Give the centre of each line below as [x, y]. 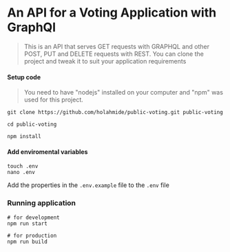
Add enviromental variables [48, 152]
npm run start [28, 223]
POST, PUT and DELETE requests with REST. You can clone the [114, 54]
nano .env [21, 173]
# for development [33, 217]
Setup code [24, 77]
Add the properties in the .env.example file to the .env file [88, 185]
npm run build [28, 242]
